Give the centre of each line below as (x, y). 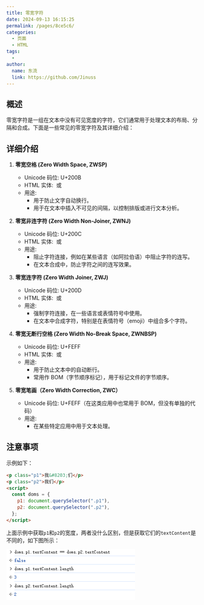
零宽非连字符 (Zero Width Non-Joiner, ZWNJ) (73, 221)
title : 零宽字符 (25, 13)
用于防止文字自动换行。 (63, 200)
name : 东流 (25, 71)
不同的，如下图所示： (33, 540)
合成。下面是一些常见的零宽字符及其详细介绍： (75, 127)
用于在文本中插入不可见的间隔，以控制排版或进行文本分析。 (108, 208)
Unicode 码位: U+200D (53, 290)
